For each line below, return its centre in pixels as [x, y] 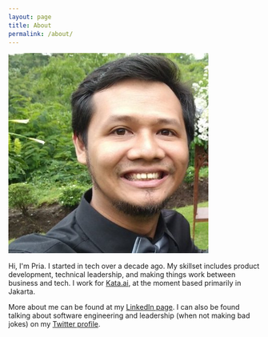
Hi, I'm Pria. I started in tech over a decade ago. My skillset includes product [134, 266]
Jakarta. [22, 291]
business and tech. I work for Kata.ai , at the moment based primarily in [125, 283]
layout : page [30, 17]
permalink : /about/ [41, 34]
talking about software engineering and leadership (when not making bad [129, 315]
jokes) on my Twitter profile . [54, 324]
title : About [30, 25]
